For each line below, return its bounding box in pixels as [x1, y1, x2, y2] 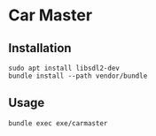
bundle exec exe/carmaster [8, 118, 108, 128]
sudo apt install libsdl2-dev [8, 64, 121, 72]
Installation [8, 41, 72, 56]
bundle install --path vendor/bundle [8, 72, 148, 80]
